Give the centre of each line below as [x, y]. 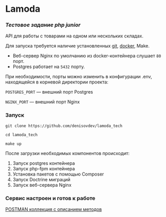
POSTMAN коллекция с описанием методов [54, 209]
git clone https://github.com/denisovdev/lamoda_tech [64, 126]
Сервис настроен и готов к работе [50, 198]
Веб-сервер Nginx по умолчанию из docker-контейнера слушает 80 [87, 56]
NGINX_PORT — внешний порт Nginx [43, 102]
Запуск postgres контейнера [44, 163]
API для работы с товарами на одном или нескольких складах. [74, 36]
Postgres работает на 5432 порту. [49, 67]
